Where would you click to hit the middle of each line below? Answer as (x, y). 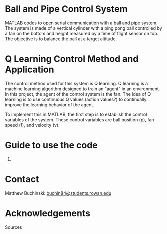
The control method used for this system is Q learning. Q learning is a (77, 83)
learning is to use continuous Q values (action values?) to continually (76, 99)
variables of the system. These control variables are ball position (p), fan (80, 119)
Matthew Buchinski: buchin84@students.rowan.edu (58, 193)
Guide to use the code (52, 145)
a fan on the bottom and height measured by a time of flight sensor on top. (82, 33)
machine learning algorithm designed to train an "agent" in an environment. (83, 89)
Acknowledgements (48, 213)
